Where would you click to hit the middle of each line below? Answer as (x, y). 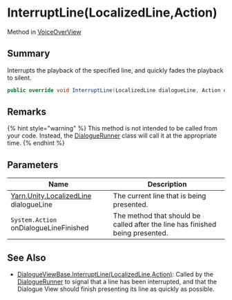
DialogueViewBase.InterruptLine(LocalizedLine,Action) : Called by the (115, 274)
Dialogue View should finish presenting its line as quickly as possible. (116, 289)
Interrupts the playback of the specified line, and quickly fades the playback (115, 70)
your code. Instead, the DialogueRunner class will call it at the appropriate (112, 135)
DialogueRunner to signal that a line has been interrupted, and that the (117, 282)
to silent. (19, 77)
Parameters (33, 165)
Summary (29, 54)
